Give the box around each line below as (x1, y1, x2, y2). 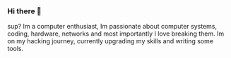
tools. (7, 45, 24, 53)
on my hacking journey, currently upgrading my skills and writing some (7, 37, 214, 45)
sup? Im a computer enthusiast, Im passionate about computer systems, (7, 22, 218, 31)
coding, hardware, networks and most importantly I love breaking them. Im (7, 29, 225, 38)
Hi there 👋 (7, 6, 42, 16)
